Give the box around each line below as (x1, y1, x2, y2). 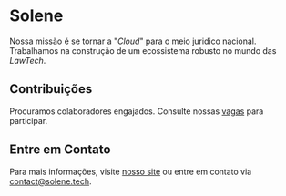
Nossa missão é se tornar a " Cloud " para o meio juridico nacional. (9, 36, 257, 46)
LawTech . (9, 55, 46, 66)
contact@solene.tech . (9, 175, 93, 187)
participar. (9, 115, 48, 126)
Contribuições (9, 81, 93, 97)
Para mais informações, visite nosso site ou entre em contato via (9, 166, 252, 177)
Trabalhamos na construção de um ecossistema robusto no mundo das (9, 45, 277, 56)
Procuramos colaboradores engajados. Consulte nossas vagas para (9, 106, 264, 117)
